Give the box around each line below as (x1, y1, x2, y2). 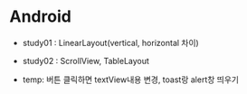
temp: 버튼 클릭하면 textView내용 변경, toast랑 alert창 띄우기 (22, 74, 240, 85)
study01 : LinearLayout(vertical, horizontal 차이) (22, 37, 199, 48)
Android (9, 6, 72, 27)
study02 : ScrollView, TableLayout (22, 55, 149, 66)
